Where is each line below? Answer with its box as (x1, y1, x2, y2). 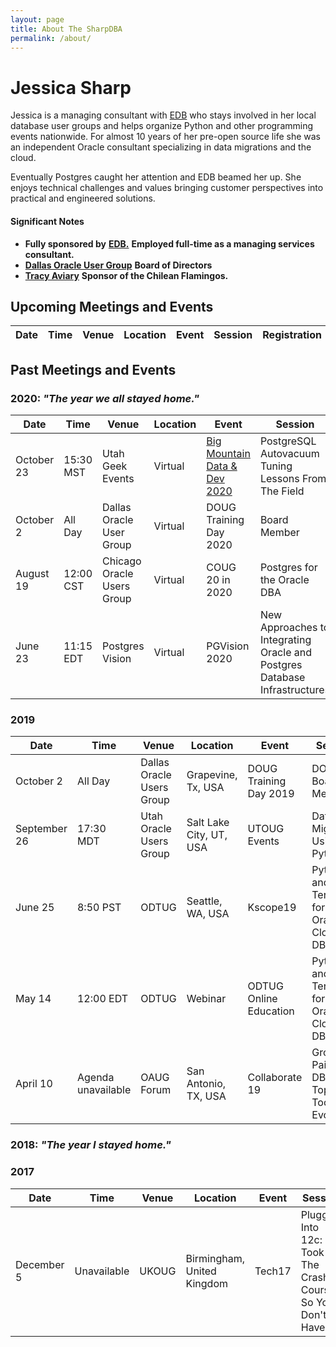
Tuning (259, 459, 293, 473)
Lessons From (259, 472, 327, 486)
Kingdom (185, 1276, 229, 1290)
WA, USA (186, 907, 230, 921)
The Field (259, 484, 305, 498)
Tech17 (254, 1264, 292, 1278)
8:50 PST (76, 901, 122, 915)
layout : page (10, 14, 65, 25)
